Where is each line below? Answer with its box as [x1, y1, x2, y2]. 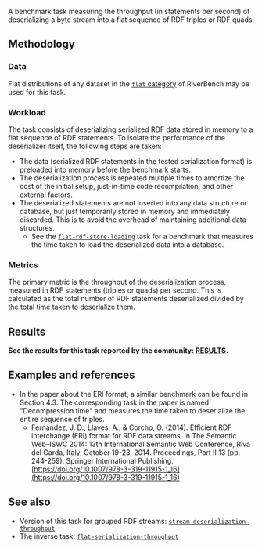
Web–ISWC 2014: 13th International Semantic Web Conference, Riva [31, 439, 251, 449]
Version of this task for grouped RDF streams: [19, 516, 167, 525]
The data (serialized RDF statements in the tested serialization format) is [19, 156, 253, 165]
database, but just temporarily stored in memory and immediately [19, 206, 231, 216]
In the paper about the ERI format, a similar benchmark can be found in [19, 389, 249, 398]
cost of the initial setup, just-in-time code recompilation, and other [19, 181, 234, 191]
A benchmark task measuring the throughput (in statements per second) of [8, 7, 250, 16]
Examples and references [8, 369, 135, 382]
